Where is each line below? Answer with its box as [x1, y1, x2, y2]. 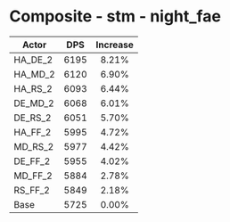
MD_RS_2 [13, 140, 54, 152]
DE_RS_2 [13, 111, 52, 124]
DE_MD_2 [13, 96, 55, 109]
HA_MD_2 [13, 68, 55, 80]
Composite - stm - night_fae [9, 6, 221, 27]
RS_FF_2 [13, 184, 51, 196]
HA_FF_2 [13, 126, 52, 138]
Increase [95, 38, 134, 51]
